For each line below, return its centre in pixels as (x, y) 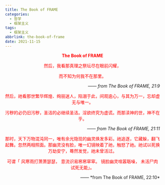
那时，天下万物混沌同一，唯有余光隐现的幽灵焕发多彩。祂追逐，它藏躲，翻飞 (82, 138)
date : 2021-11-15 (23, 42)
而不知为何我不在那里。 (82, 76)
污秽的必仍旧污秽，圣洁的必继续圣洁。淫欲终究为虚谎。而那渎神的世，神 (78, 112)
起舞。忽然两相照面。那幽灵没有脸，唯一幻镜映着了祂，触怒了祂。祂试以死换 (82, 145)
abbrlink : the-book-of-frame (35, 37)
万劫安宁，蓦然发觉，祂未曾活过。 (82, 151)
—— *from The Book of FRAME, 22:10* (120, 177)
